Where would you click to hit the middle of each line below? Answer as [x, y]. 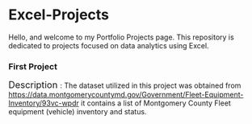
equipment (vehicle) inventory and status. [78, 112]
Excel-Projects [59, 15]
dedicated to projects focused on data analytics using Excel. [109, 45]
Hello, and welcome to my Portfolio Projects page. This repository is [121, 37]
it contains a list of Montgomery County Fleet [156, 103]
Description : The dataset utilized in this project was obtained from [125, 85]
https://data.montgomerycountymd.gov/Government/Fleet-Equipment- [126, 95]
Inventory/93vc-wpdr [44, 103]
